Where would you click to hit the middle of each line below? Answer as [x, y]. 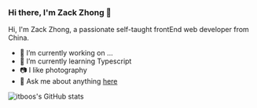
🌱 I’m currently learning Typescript [75, 61]
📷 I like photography [53, 70]
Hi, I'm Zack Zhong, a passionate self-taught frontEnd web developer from [128, 30]
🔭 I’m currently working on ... [66, 53]
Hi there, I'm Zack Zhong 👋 [60, 13]
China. [19, 38]
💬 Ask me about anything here [68, 81]
